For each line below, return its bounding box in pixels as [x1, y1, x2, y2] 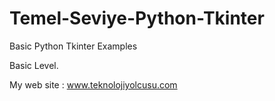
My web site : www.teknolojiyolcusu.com [9, 78, 178, 91]
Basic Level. [9, 59, 59, 71]
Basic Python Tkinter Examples [9, 40, 138, 52]
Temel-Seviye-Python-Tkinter [9, 7, 265, 30]
